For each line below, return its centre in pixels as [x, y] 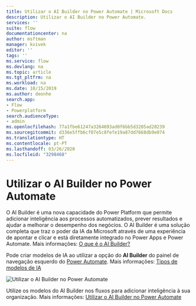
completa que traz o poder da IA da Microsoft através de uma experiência [96, 232]
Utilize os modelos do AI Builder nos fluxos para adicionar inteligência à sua [98, 291]
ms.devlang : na [25, 66]
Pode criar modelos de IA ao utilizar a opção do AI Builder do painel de [92, 255]
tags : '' [17, 56]
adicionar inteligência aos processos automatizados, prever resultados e [94, 219]
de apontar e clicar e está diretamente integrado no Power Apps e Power [95, 237]
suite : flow [21, 28]
